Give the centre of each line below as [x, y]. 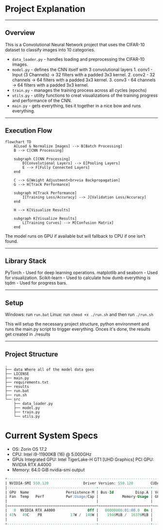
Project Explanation [45, 9]
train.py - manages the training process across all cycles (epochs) [79, 90]
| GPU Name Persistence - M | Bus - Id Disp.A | [79, 492]
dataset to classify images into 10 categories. [50, 50]
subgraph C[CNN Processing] [42, 159]
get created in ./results [28, 335]
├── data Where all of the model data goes [50, 370]
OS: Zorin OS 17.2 [29, 449]
